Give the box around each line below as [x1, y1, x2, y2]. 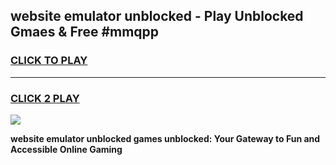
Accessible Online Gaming [10, 143, 123, 155]
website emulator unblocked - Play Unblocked [10, 8, 304, 25]
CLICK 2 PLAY [10, 91, 80, 105]
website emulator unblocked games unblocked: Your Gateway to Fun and [10, 132, 321, 144]
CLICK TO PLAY [10, 54, 88, 68]
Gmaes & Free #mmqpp [10, 24, 160, 41]
